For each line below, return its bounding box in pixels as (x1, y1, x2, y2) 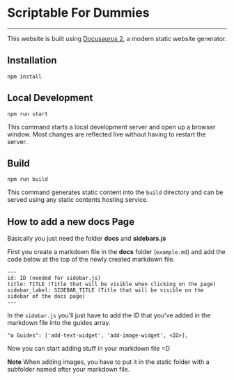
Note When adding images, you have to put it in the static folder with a (7, 358, 210, 366)
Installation (7, 54, 57, 67)
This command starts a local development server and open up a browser (7, 122, 216, 131)
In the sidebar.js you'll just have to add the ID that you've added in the (7, 311, 211, 319)
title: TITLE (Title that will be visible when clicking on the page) (7, 280, 217, 288)
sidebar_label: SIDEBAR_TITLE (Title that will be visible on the (7, 287, 204, 294)
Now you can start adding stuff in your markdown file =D (7, 345, 171, 353)
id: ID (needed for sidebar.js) (7, 275, 101, 282)
